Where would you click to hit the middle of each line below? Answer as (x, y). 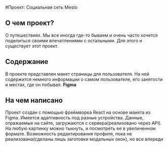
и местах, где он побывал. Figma (41, 85)
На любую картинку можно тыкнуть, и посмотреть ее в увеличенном (80, 128)
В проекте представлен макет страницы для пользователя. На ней (77, 74)
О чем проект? (30, 23)
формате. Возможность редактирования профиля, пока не (69, 134)
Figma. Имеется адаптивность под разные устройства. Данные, (74, 118)
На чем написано (34, 100)
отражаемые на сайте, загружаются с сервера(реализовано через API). (83, 123)
